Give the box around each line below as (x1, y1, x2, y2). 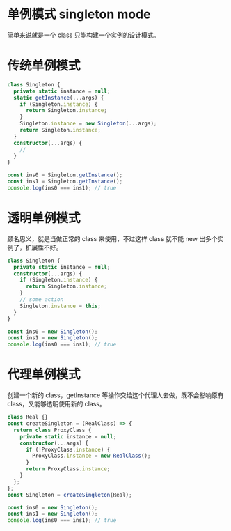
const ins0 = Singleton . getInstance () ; (7, 171, 123, 178)
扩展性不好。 (25, 243, 63, 252)
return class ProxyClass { (13, 426, 92, 433)
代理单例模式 (7, 367, 81, 383)
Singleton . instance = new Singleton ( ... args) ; (19, 120, 157, 128)
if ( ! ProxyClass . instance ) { (25, 446, 111, 453)
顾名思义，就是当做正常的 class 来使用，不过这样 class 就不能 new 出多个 (7, 234, 218, 243)
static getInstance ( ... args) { (13, 94, 104, 101)
